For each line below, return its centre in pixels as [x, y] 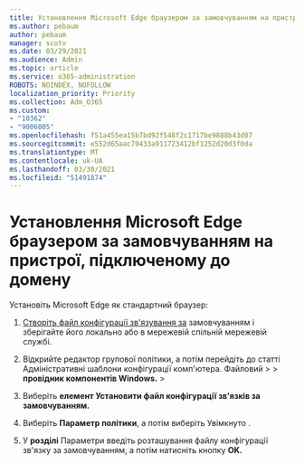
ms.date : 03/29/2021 [48, 52]
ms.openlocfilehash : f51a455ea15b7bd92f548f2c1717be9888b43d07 [131, 136]
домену [40, 280]
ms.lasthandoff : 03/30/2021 [62, 169]
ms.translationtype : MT [54, 152]
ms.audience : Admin [46, 60]
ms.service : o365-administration [72, 77]
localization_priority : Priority [72, 93]
